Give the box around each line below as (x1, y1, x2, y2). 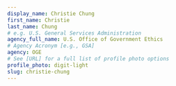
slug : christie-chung (7, 68, 70, 75)
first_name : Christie (7, 17, 70, 24)
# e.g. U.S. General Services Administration (7, 29, 141, 37)
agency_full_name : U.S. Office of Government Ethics (7, 36, 163, 43)
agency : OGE (7, 49, 42, 56)
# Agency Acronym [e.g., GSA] (7, 42, 95, 49)
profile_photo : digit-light (7, 62, 89, 69)
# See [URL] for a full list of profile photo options (7, 55, 170, 62)
